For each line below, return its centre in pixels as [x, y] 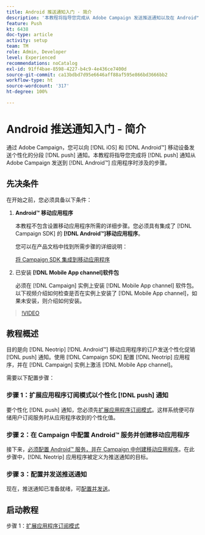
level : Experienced [31, 58]
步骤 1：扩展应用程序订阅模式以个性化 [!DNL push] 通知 [88, 395]
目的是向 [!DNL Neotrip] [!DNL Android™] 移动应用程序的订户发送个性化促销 [101, 350]
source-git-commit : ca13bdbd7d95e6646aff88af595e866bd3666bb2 [87, 75]
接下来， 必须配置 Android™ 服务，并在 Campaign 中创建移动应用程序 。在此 [101, 449]
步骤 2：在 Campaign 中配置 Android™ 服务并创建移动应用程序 [98, 435]
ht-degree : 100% [27, 92]
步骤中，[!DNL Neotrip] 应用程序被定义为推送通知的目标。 [79, 457]
